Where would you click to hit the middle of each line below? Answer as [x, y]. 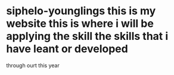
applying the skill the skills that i [87, 36]
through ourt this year [33, 65]
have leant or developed [67, 49]
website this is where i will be [80, 24]
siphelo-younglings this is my [81, 11]
